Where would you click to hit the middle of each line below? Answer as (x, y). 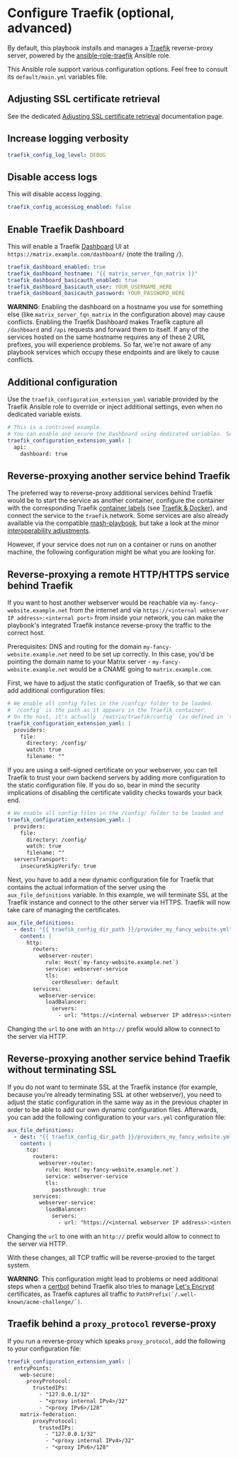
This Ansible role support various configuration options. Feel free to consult (118, 69)
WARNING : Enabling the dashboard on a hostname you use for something (115, 307)
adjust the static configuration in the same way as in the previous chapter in (118, 1102)
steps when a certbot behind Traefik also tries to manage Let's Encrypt (111, 1286)
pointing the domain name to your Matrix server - (79, 661)
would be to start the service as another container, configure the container (116, 501)
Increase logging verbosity (68, 139)
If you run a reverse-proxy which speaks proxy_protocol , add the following (117, 1341)
